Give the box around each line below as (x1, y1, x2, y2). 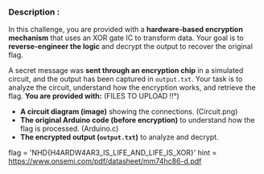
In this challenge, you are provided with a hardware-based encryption (8, 25, 243, 34)
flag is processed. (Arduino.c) (19, 123, 119, 134)
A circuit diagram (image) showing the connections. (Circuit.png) (19, 107, 238, 116)
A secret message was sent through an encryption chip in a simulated (8, 66, 244, 75)
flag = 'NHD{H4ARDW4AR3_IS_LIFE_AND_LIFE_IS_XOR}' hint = (8, 148, 217, 158)
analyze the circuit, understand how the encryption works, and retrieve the (8, 83, 256, 92)
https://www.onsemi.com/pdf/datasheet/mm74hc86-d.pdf (8, 156, 202, 166)
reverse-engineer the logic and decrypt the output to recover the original (8, 42, 254, 51)
